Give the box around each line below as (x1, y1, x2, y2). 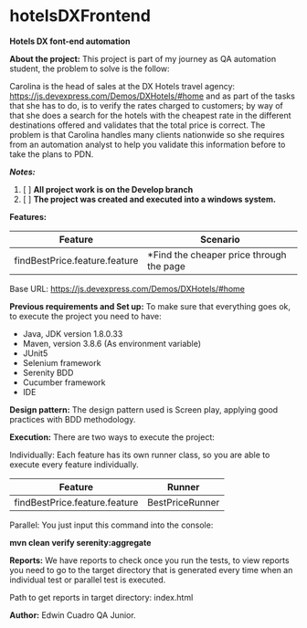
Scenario (199, 233, 240, 246)
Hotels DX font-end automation (9, 36, 131, 47)
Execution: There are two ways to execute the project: (9, 431, 215, 443)
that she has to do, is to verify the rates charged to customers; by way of (9, 99, 283, 110)
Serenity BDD (22, 367, 74, 378)
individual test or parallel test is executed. (9, 574, 166, 585)
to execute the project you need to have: (9, 310, 162, 321)
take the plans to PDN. (9, 148, 94, 160)
